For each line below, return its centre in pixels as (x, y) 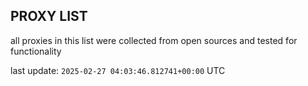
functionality (36, 51)
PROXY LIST (49, 16)
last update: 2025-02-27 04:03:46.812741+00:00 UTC (118, 70)
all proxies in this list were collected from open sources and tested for (154, 40)
